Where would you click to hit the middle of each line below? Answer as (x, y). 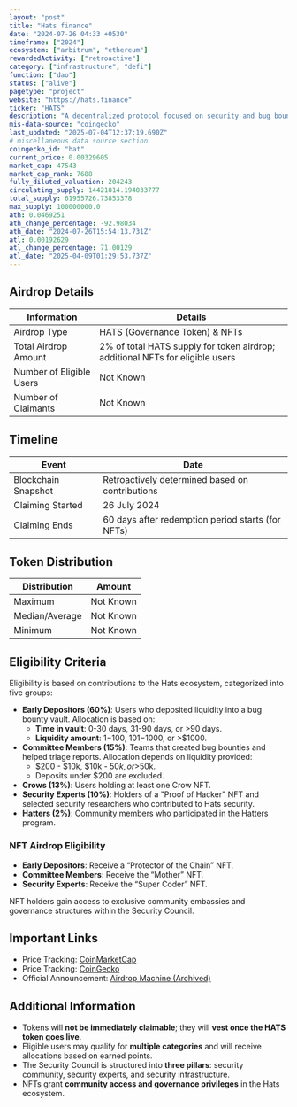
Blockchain (37, 479)
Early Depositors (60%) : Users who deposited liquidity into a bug (142, 710)
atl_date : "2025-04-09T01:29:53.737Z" (80, 256)
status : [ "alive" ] (43, 83)
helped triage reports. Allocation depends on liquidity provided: (137, 757)
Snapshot (34, 491)
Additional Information (72, 1006)
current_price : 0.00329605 (59, 157)
